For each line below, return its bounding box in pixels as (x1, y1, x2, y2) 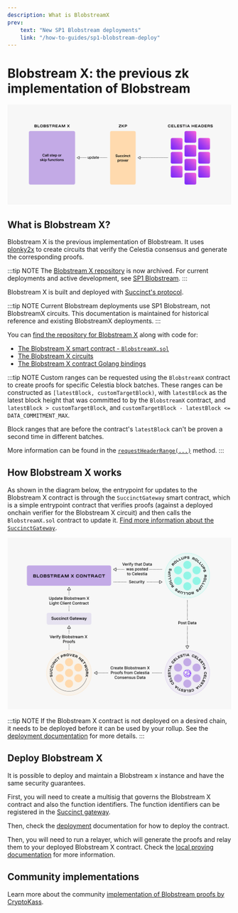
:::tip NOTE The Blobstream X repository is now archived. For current (7, 266, 209, 275)
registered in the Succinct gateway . (7, 808, 112, 816)
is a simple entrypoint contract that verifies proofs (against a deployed (7, 500, 213, 509)
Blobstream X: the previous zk (7, 65, 190, 82)
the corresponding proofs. (7, 253, 85, 261)
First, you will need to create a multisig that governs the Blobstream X (7, 792, 211, 801)
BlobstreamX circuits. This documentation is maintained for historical (7, 309, 210, 317)
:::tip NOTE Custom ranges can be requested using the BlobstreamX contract (7, 373, 231, 381)
